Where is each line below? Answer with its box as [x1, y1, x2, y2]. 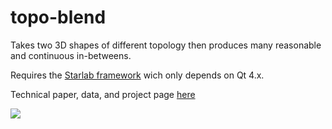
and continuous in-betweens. [10, 49, 132, 61]
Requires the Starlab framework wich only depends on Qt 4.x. [10, 69, 265, 81]
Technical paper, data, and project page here [10, 88, 196, 100]
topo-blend [10, 6, 107, 29]
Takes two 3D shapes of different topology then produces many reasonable [10, 39, 322, 51]
